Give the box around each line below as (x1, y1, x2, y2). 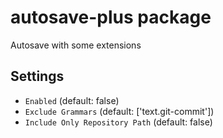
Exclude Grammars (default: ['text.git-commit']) (24, 105, 215, 117)
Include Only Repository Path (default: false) (24, 116, 213, 128)
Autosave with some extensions (10, 39, 142, 51)
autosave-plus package (10, 6, 212, 29)
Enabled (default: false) (24, 94, 120, 106)
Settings (10, 68, 65, 85)
